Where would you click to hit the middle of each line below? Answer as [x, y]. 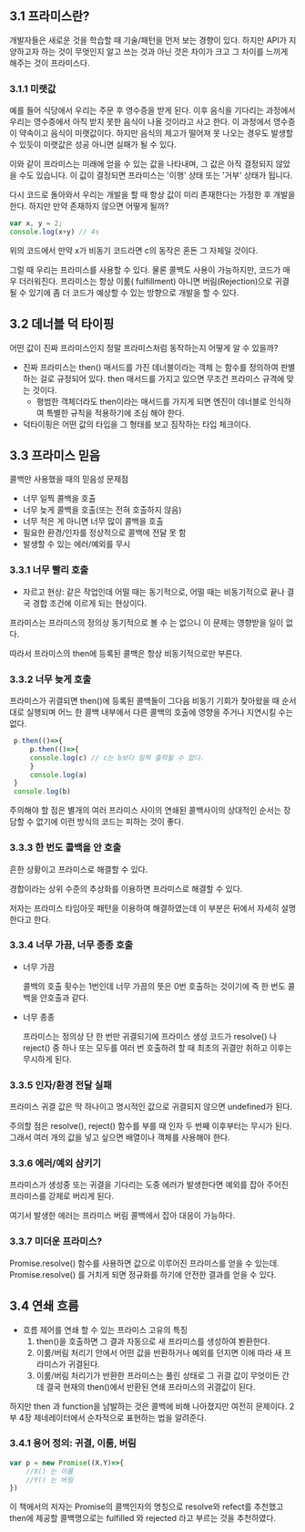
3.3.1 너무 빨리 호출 [49, 570]
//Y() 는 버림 [50, 1480]
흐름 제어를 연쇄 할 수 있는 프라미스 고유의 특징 [105, 1330]
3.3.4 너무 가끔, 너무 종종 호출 [71, 945]
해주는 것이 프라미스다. [50, 63]
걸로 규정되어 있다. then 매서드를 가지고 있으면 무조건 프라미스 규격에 [162, 378]
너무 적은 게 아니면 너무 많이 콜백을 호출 [93, 522]
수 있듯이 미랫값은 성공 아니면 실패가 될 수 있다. [93, 145]
